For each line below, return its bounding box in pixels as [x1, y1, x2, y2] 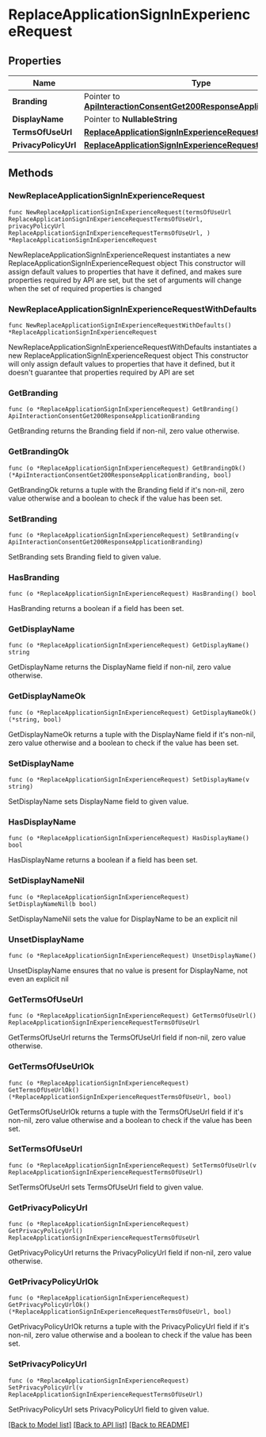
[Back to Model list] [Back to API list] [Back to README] [8, 1420, 190, 1429]
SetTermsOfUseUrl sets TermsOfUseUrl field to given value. [8, 1182, 204, 1192]
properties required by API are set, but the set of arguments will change [8, 275, 242, 285]
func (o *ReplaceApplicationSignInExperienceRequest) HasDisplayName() [8, 835, 249, 843]
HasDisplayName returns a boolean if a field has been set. [8, 855, 198, 865]
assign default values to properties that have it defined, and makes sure [8, 267, 242, 276]
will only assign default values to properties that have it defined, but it [8, 359, 235, 368]
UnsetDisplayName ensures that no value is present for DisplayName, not [8, 966, 248, 975]
